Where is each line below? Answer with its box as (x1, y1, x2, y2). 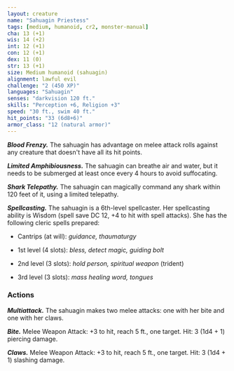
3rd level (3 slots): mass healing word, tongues (17, 273, 153, 281)
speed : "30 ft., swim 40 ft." (7, 108, 96, 115)
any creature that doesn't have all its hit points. (7, 148, 142, 156)
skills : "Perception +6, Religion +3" (7, 102, 121, 109)
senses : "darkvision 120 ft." (7, 95, 96, 102)
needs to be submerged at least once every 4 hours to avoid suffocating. (7, 169, 218, 177)
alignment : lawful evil (7, 75, 77, 83)
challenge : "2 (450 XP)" (7, 82, 80, 89)
